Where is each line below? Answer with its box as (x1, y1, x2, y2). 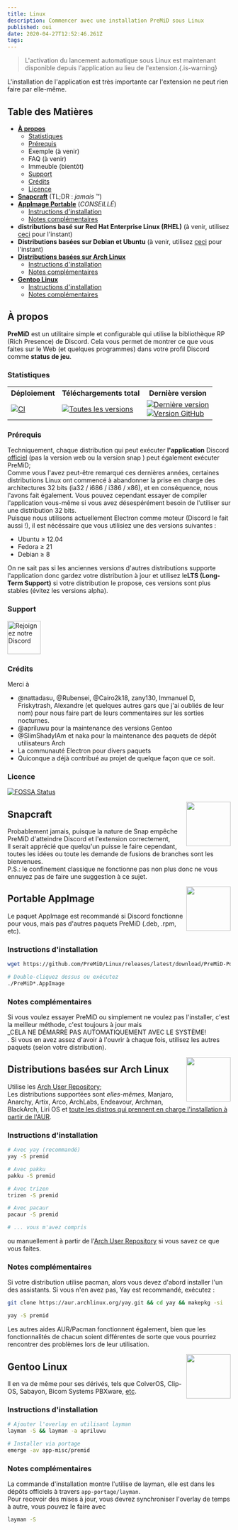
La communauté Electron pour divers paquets (17, 746, 152, 755)
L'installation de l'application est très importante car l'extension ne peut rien (7, 77, 229, 86)
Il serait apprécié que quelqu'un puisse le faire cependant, (7, 842, 177, 851)
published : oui (7, 23, 52, 31)
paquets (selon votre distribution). (7, 1043, 107, 1052)
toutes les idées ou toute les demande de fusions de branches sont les (7, 850, 214, 858)
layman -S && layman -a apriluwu (7, 1427, 106, 1435)
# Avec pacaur (7, 1204, 50, 1212)
